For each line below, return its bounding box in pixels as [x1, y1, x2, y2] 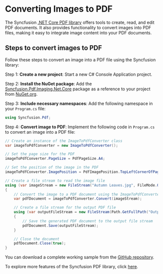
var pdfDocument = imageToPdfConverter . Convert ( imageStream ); [14, 196, 142, 201]
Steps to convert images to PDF [5, 44, 102, 52]
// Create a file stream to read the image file [5, 178, 105, 183]
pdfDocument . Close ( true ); [14, 241, 66, 246]
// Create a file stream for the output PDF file [14, 205, 116, 210]
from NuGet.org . [5, 91, 38, 97]
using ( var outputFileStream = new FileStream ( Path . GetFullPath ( [14, 210, 149, 215]
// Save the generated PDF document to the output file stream [22, 219, 153, 223]
